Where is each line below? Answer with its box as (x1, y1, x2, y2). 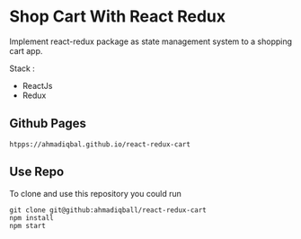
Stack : (9, 63, 36, 74)
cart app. (9, 45, 43, 56)
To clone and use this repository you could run (9, 188, 182, 199)
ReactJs (22, 80, 53, 91)
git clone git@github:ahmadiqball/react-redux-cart (9, 205, 207, 215)
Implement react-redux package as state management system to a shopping (9, 36, 293, 47)
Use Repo (9, 164, 65, 180)
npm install (9, 213, 54, 222)
